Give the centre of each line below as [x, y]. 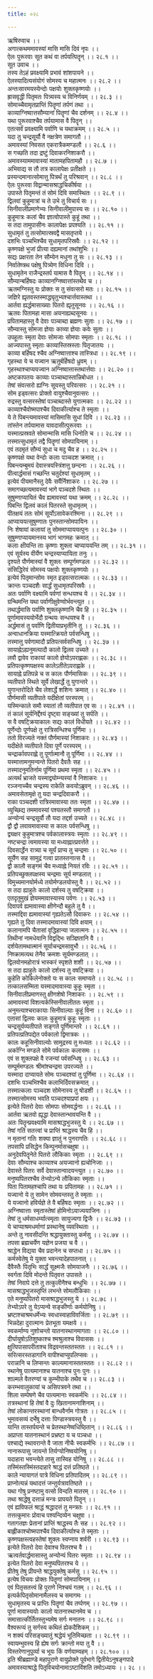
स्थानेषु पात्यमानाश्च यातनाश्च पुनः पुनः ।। [54, 1371]
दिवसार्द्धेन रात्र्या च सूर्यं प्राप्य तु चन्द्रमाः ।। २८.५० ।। [67, 850]
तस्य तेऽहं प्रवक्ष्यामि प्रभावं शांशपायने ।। [51, 73]
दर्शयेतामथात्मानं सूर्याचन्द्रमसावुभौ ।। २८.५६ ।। [62, 946]
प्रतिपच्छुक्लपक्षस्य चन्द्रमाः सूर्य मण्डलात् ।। [54, 874]
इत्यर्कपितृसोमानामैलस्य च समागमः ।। [49, 1595]
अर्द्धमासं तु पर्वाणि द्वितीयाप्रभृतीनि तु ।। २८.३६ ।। [64, 625]
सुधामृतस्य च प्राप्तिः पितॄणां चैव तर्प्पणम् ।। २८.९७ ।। [68, 1603]
